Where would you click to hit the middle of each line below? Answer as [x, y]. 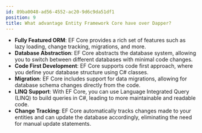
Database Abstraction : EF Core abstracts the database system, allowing [105, 53]
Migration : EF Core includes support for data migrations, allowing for [101, 79]
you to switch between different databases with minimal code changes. [103, 60]
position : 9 [21, 18]
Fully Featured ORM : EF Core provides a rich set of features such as [100, 41]
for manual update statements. [53, 124]
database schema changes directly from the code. [77, 85]
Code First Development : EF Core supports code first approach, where [104, 66]
